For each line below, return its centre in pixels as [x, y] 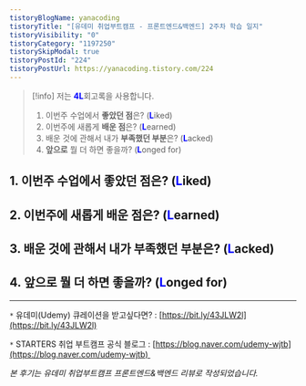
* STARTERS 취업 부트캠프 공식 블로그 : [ [83, 344]
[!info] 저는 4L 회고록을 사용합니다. [93, 96]
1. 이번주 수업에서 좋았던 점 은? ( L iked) [111, 181]
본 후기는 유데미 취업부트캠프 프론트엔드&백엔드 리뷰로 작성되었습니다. [134, 373]
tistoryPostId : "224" [51, 60]
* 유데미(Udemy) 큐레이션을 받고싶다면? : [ [86, 315]
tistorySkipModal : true [55, 52]
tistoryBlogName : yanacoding [65, 18]
